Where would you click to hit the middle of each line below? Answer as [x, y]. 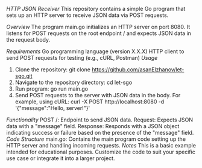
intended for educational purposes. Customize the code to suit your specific [101, 152]
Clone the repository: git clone [52, 69]
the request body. [28, 40]
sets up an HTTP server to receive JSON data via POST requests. [87, 15]
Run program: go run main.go [52, 89]
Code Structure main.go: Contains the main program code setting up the [96, 139]
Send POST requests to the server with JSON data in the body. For [98, 95]
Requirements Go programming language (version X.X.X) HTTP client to [95, 51]
